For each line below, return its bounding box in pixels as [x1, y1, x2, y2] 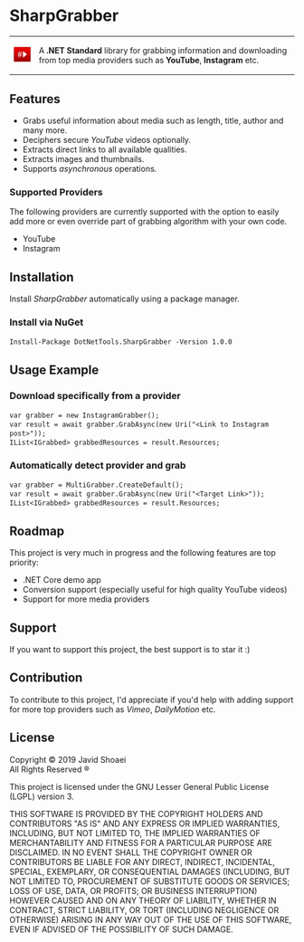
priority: [9, 557, 39, 568]
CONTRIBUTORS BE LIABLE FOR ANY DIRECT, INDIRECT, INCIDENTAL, [9, 856, 276, 867]
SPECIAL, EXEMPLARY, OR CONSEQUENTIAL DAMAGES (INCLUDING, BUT [9, 866, 291, 877]
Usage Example [9, 362, 100, 377]
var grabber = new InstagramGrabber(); [9, 411, 160, 421]
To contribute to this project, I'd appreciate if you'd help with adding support [9, 694, 294, 705]
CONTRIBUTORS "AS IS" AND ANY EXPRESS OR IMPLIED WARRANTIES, [9, 818, 280, 829]
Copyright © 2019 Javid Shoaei [9, 754, 127, 765]
